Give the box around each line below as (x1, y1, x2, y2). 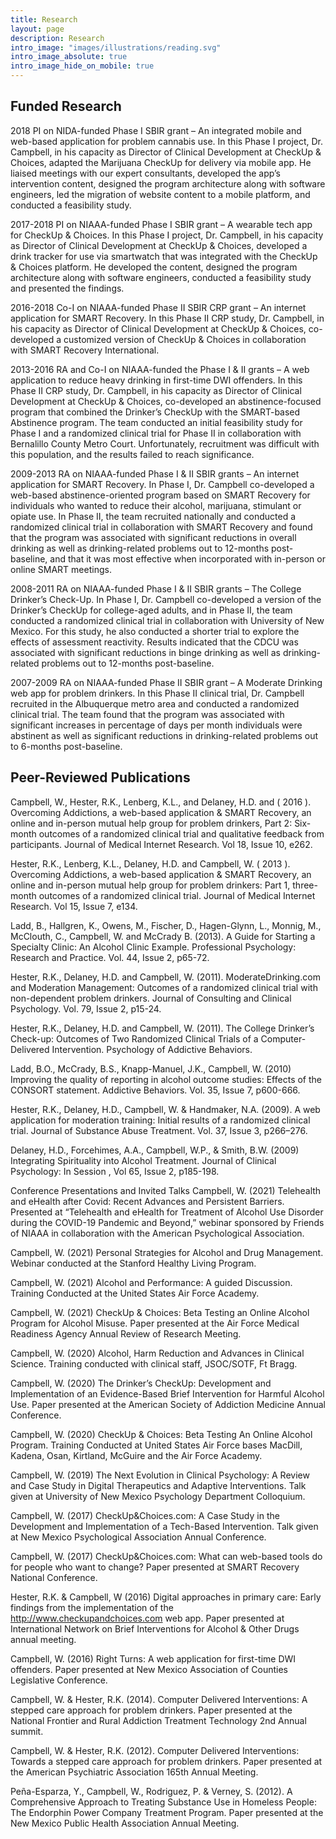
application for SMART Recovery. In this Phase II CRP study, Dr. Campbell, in (10, 312, 325, 324)
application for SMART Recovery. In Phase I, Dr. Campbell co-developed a (10, 478, 315, 490)
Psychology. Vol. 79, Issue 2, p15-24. (10, 1002, 162, 1015)
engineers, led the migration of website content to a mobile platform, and (10, 188, 311, 200)
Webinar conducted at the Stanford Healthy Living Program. (10, 1257, 257, 1269)
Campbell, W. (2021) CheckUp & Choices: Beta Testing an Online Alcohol (10, 1306, 310, 1318)
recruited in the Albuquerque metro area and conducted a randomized (10, 697, 300, 710)
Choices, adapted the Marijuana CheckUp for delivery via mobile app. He (10, 156, 312, 168)
